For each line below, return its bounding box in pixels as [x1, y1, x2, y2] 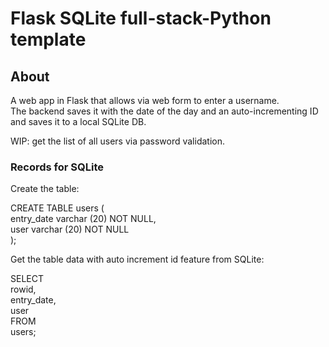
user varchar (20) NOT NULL [10, 223, 130, 236]
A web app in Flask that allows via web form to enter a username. [10, 95, 280, 106]
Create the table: [10, 183, 80, 195]
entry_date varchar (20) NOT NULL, [10, 213, 157, 225]
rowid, [10, 283, 37, 296]
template [10, 28, 87, 51]
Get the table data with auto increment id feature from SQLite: [10, 253, 265, 266]
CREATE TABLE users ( [10, 202, 105, 214]
